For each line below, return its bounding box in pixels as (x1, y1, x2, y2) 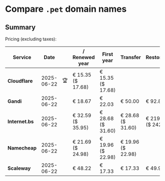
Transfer (120, 54, 141, 60)
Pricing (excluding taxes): (5, 36, 57, 42)
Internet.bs (7, 118, 34, 125)
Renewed (72, 54, 95, 60)
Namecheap (7, 145, 37, 151)
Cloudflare (7, 78, 33, 84)
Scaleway (7, 165, 31, 172)
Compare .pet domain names (5, 3, 127, 15)
